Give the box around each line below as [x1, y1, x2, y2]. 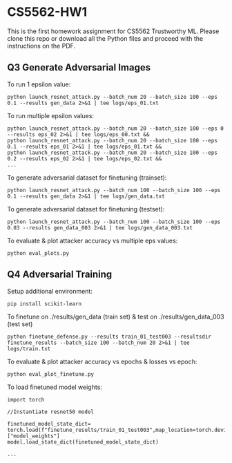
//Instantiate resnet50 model [7, 408, 95, 415]
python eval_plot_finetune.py [7, 370, 95, 377]
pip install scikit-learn [7, 300, 81, 308]
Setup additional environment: [7, 287, 93, 295]
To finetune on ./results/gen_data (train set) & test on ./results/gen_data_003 [7, 312, 224, 321]
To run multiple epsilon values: [7, 111, 95, 120]
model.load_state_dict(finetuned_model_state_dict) [7, 438, 159, 446]
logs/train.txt [7, 345, 51, 352]
